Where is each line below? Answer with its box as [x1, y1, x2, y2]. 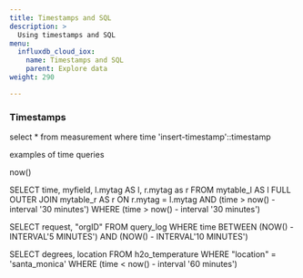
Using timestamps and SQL [17, 30, 116, 39]
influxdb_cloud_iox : [17, 47, 96, 57]
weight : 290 [9, 73, 55, 82]
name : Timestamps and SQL [25, 56, 125, 65]
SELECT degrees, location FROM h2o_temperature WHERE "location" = [9, 249, 277, 260]
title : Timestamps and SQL [9, 13, 112, 23]
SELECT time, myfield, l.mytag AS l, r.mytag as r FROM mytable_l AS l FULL [9, 184, 291, 196]
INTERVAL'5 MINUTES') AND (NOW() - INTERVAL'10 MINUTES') [9, 232, 248, 242]
